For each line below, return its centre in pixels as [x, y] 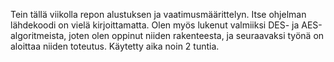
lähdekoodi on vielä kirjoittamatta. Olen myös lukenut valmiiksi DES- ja [155, 25]
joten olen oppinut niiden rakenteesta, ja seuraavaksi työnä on [196, 35]
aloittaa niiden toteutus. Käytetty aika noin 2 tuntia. [115, 46]
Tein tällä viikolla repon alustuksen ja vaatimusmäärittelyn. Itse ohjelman [158, 14]
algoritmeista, [38, 35]
